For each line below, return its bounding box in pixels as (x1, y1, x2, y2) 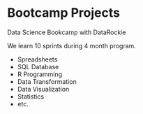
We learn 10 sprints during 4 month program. (7, 41, 136, 50)
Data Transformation (17, 77, 77, 85)
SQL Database (17, 62, 59, 71)
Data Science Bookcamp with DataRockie (7, 28, 126, 36)
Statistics (17, 92, 45, 101)
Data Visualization (17, 85, 70, 93)
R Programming (17, 70, 63, 78)
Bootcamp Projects (7, 5, 121, 21)
